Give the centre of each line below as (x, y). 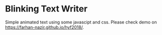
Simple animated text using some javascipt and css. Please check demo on (81, 22)
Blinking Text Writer (46, 9)
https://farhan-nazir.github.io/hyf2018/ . (45, 27)
